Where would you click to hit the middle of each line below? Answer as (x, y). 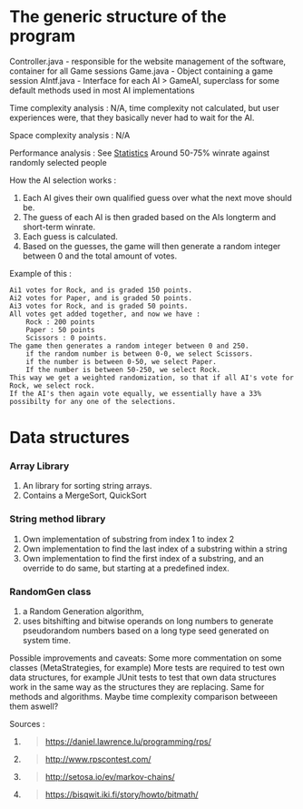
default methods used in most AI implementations (102, 90)
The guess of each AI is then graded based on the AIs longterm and (149, 217)
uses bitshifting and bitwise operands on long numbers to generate (148, 622)
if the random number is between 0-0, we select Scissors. (140, 354)
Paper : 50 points (60, 329)
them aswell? (34, 706)
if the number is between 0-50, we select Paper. (122, 361)
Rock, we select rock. (52, 385)
